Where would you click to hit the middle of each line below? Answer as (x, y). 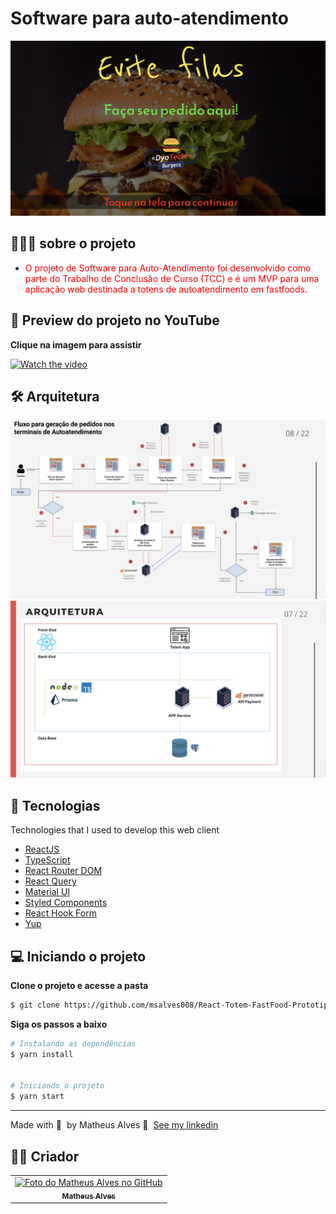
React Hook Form (60, 913)
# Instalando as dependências (73, 1043)
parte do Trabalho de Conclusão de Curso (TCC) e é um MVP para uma (172, 278)
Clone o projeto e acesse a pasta (79, 986)
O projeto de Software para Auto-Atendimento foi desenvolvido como (168, 268)
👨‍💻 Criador (45, 1156)
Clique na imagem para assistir (76, 344)
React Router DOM (63, 871)
